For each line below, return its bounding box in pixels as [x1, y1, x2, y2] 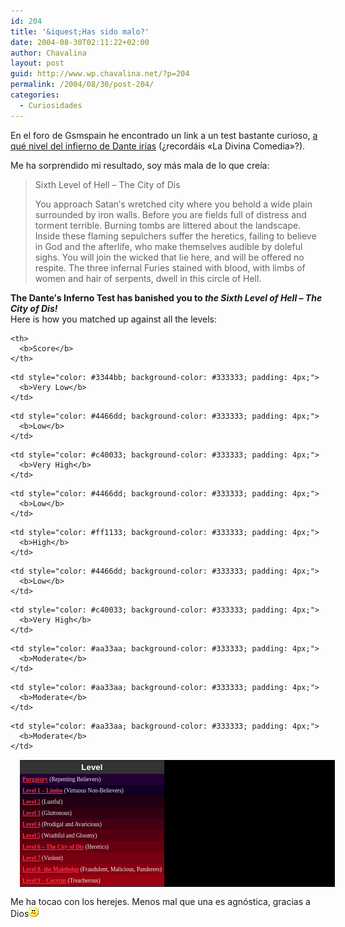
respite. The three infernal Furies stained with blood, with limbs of [34, 261, 306, 274]
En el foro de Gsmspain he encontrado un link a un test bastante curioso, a [10, 129, 318, 141]
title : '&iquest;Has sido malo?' [10, 26, 150, 37]
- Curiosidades [19, 100, 83, 110]
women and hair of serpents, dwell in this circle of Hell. [34, 272, 262, 284]
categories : [10, 90, 60, 100]
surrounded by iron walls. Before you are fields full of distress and [34, 208, 307, 220]
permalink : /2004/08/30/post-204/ [10, 80, 155, 90]
